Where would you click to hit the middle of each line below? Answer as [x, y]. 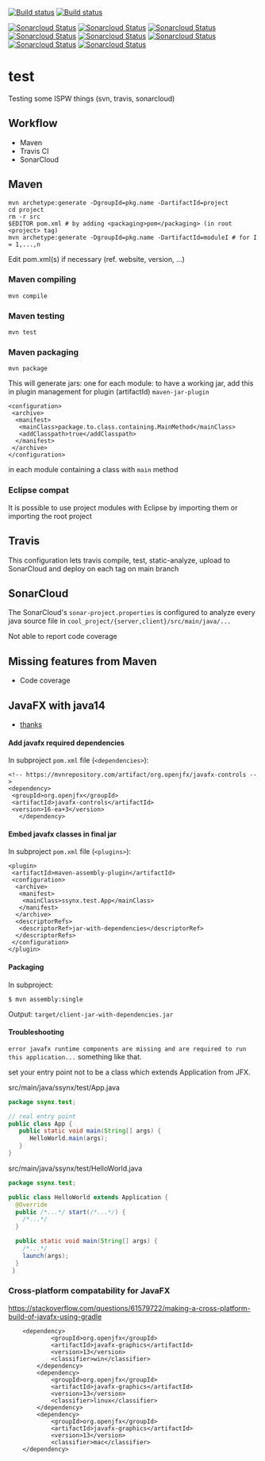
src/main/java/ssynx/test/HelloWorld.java [75, 1168]
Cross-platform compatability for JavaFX [89, 1291]
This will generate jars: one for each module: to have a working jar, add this [131, 383]
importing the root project [50, 516]
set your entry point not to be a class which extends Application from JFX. [130, 1072]
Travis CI [34, 151]
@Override [31, 1205]
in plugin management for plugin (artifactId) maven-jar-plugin [109, 392]
